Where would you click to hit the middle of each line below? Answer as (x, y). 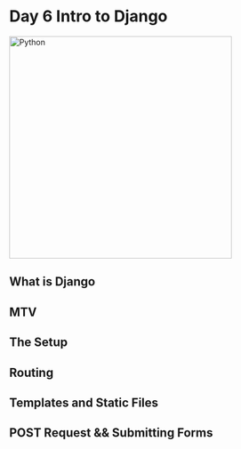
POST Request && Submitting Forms (111, 433)
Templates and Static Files (84, 402)
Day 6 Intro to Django (88, 16)
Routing (32, 372)
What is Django (52, 282)
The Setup (39, 343)
